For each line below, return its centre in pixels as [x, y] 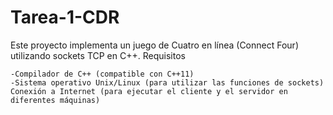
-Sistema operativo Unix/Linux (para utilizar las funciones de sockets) [167, 82]
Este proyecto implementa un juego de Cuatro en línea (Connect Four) [154, 45]
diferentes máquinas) [55, 100]
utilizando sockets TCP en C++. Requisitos [98, 55]
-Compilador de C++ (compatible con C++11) [102, 74]
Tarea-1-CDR [65, 17]
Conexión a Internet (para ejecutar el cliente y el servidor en [149, 91]
